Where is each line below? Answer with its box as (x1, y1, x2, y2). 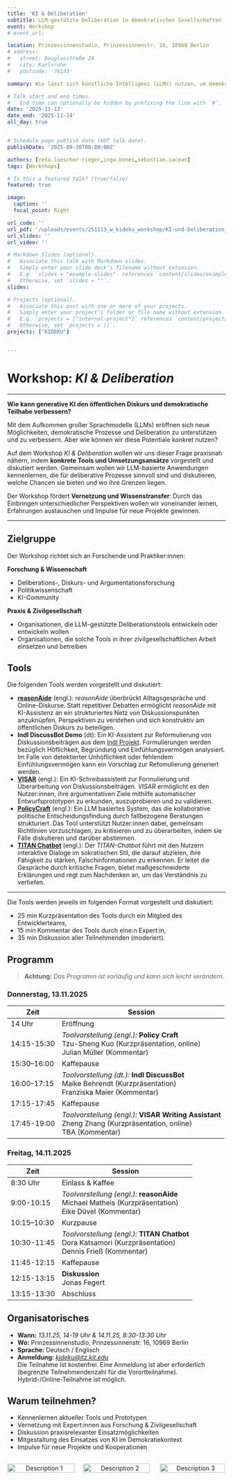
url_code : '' (7, 219, 45, 226)
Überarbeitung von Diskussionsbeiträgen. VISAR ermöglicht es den (17, 782, 209, 791)
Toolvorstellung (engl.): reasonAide (61, 1189, 178, 1198)
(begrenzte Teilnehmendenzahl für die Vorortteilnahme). (17, 1368, 178, 1376)
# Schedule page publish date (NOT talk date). (7, 137, 148, 144)
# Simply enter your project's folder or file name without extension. (7, 309, 225, 316)
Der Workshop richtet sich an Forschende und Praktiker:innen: (7, 551, 186, 560)
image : (7, 194, 26, 201)
